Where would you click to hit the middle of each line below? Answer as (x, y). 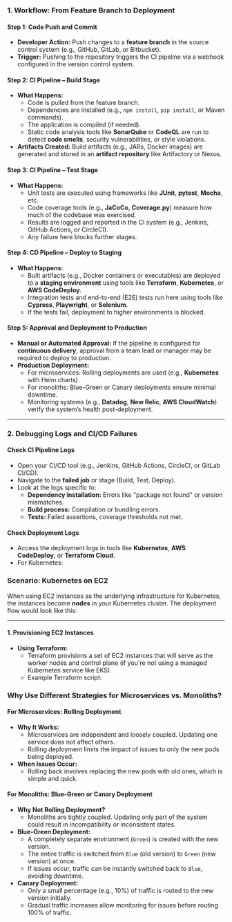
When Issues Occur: (47, 764)
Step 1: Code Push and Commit (52, 27)
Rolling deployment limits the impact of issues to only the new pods (123, 749)
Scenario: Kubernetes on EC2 (58, 581)
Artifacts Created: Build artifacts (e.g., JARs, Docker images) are (110, 147)
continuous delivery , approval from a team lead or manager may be (114, 350)
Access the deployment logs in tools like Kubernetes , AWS (101, 548)
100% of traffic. (50, 913)
